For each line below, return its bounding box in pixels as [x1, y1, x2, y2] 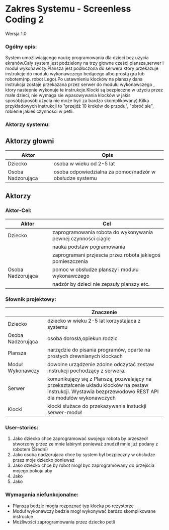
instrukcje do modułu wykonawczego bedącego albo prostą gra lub [5, 71, 145, 77]
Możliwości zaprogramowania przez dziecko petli [12, 519, 115, 525]
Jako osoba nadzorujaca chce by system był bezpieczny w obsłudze [12, 452, 155, 458]
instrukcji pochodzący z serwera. [47, 367, 126, 374]
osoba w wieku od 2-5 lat [53, 160, 115, 167]
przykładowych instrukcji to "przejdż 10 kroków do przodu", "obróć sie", [5, 103, 154, 109]
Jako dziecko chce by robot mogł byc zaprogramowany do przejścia [12, 462, 155, 468]
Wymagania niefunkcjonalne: [5, 491, 79, 498]
